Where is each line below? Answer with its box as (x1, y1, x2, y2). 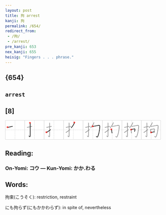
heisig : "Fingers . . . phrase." (5, 55, 74, 60)
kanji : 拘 (5, 18, 25, 23)
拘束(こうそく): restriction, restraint (5, 194, 77, 200)
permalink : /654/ (5, 24, 41, 29)
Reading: (5, 149, 34, 157)
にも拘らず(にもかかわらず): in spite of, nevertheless (5, 205, 111, 211)
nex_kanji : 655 (5, 49, 37, 54)
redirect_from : (5, 29, 37, 34)
